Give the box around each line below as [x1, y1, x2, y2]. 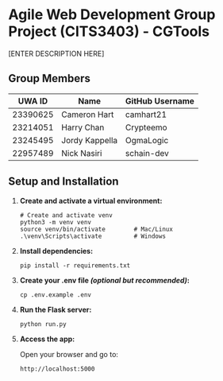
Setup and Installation [8, 175, 119, 189]
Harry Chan [61, 122, 105, 133]
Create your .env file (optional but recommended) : [19, 275, 190, 285]
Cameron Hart [61, 109, 114, 120]
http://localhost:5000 [19, 364, 95, 373]
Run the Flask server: [19, 305, 92, 314]
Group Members [8, 72, 91, 85]
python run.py [19, 320, 67, 328]
